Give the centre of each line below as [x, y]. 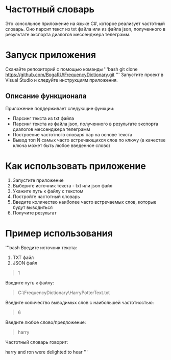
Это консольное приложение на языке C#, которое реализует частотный [85, 23]
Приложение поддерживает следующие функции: [60, 108]
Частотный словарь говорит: [37, 342]
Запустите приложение [38, 180]
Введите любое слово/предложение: [46, 322]
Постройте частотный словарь [46, 196]
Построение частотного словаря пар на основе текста [72, 134]
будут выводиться [32, 207]
